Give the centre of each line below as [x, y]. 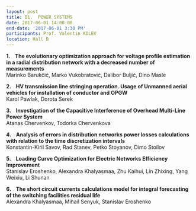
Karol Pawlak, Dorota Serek [39, 99]
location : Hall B [28, 39]
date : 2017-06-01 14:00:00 [39, 23]
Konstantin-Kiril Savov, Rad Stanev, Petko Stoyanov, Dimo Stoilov [86, 147]
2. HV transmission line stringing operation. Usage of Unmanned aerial [97, 86]
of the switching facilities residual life [53, 195]
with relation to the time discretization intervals [66, 141]
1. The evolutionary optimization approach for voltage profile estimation [98, 56]
